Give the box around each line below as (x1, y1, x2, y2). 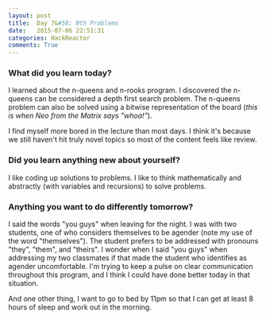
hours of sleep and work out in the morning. (8, 302, 152, 312)
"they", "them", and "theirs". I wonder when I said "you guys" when (8, 244, 228, 255)
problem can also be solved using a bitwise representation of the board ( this (8, 103, 258, 112)
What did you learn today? (8, 68, 113, 79)
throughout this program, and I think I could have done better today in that (8, 270, 250, 279)
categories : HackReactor (8, 33, 91, 42)
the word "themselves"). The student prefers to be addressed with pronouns (8, 236, 259, 246)
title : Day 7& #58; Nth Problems (8, 19, 119, 27)
